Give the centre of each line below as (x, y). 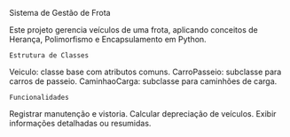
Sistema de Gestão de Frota (60, 13)
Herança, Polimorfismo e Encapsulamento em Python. (108, 39)
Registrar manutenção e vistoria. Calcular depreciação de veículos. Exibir (143, 114)
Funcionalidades (39, 97)
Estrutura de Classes (49, 56)
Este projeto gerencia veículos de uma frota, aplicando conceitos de (134, 30)
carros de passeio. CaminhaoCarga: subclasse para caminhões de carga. (143, 81)
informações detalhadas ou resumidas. (80, 123)
